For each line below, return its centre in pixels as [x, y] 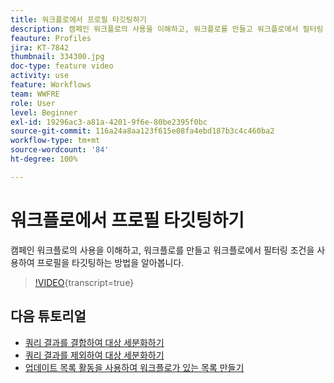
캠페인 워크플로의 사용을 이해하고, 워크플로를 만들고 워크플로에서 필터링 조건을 [162, 250]
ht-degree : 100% [44, 159]
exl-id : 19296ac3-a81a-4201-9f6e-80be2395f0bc [109, 122]
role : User [33, 103]
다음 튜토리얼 [48, 316]
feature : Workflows [51, 85]
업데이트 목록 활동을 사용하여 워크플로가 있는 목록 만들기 [134, 367]
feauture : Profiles [51, 38]
